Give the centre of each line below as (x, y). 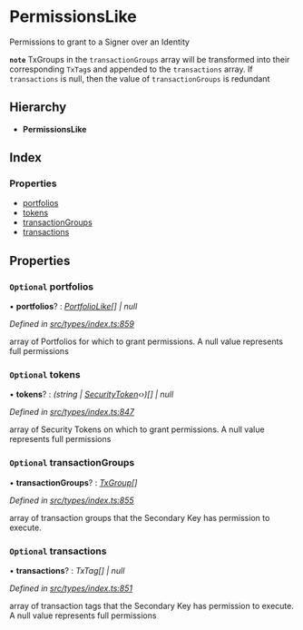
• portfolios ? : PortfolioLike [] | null (73, 307)
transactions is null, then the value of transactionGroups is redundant (140, 78)
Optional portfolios (51, 286)
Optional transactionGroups (72, 463)
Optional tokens (45, 375)
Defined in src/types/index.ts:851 (71, 588)
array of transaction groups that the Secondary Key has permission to (140, 517)
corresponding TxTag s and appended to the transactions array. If (131, 69)
